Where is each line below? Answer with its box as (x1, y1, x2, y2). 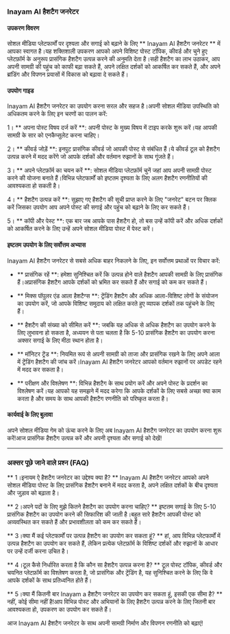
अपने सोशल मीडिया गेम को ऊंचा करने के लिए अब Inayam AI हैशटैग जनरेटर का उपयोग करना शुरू (7, 426, 222, 435)
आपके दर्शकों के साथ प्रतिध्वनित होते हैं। (7, 576, 92, 585)
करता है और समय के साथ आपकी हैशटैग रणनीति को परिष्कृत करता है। (16, 394, 169, 402)
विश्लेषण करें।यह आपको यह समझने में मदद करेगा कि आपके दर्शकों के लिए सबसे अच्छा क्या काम (16, 387, 221, 395)
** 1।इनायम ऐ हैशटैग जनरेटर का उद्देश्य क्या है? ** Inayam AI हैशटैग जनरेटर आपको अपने (7, 474, 209, 482)
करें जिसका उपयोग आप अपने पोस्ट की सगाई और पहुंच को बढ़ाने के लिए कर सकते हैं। (7, 203, 190, 212)
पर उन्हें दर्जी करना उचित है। (7, 547, 69, 555)
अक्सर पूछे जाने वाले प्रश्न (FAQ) (7, 458, 89, 467)
